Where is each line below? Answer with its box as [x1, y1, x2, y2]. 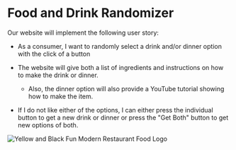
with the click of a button [17, 50, 91, 58]
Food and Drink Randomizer [7, 5, 174, 21]
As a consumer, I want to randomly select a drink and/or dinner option [17, 42, 222, 50]
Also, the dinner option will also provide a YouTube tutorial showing [28, 84, 225, 93]
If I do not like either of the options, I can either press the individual [17, 105, 214, 114]
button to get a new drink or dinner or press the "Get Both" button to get [17, 113, 229, 122]
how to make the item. [28, 92, 94, 100]
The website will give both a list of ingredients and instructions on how [17, 63, 224, 71]
